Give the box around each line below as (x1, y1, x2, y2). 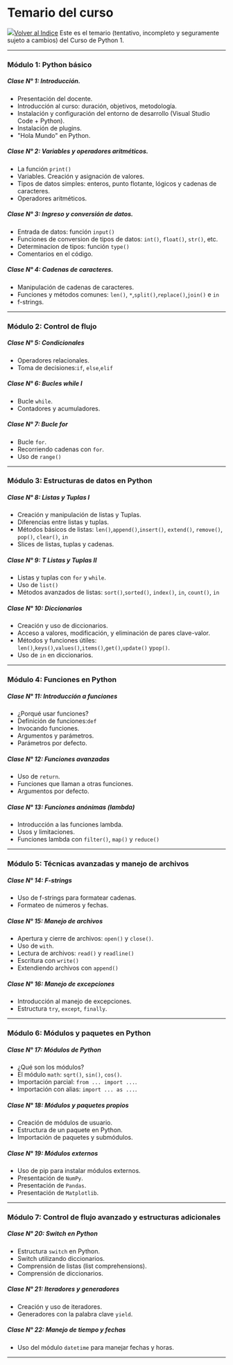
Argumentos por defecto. (17, 787, 89, 795)
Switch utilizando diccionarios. (17, 1254, 105, 1262)
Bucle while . (17, 397, 53, 405)
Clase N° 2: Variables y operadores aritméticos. (7, 147, 149, 155)
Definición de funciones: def (17, 717, 97, 725)
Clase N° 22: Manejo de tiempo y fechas (7, 1325, 126, 1334)
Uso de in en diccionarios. (17, 651, 94, 659)
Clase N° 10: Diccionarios (7, 605, 83, 613)
